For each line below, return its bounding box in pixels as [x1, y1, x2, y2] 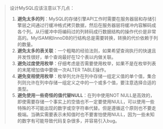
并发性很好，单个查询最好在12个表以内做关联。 [17, 54, 116, 60]
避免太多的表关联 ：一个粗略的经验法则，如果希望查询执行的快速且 [17, 48, 156, 54]
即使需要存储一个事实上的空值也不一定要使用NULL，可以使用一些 [17, 99, 155, 105]
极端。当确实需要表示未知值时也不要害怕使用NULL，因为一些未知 [17, 112, 155, 117]
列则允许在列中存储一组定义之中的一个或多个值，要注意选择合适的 [17, 80, 156, 86]
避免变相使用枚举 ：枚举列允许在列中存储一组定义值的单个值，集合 [17, 73, 156, 79]
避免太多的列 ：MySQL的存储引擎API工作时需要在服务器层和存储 [17, 16, 152, 22]
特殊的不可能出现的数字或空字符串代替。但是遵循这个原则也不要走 [17, 105, 156, 111]
